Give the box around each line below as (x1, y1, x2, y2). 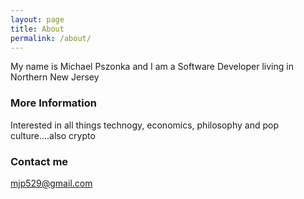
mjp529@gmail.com (10, 177, 93, 189)
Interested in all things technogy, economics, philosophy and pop (10, 119, 279, 131)
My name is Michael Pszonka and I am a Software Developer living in (10, 61, 294, 73)
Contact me (10, 154, 69, 168)
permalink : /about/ (10, 33, 92, 43)
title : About (10, 24, 65, 34)
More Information (10, 96, 97, 110)
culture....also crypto (10, 129, 96, 141)
